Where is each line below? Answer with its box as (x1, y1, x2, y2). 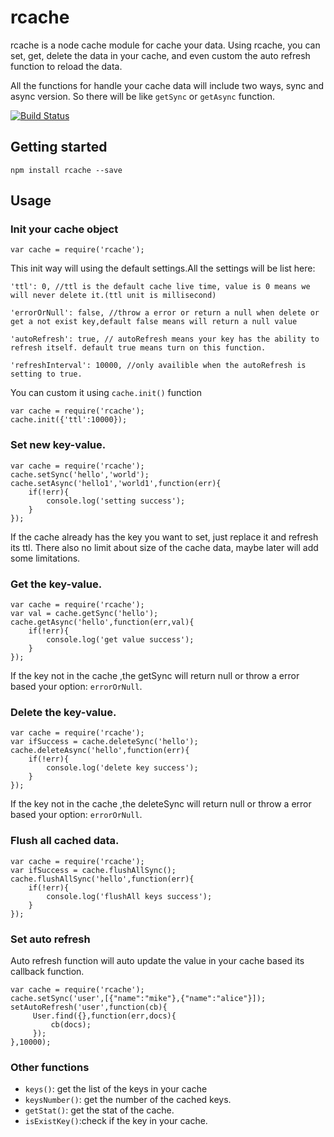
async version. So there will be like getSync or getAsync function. (10, 90, 276, 102)
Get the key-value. (10, 577, 103, 591)
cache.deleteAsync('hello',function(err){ (10, 746, 190, 756)
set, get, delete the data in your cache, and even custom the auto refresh (10, 49, 311, 61)
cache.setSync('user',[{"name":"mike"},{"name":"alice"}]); (10, 993, 267, 1003)
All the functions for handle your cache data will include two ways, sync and (10, 79, 325, 91)
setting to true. (10, 369, 83, 380)
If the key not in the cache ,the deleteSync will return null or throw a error (10, 798, 312, 810)
